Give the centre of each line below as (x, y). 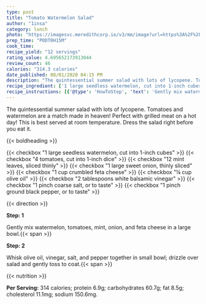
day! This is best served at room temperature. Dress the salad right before (100, 122)
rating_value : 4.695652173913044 (49, 58)
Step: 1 (15, 215)
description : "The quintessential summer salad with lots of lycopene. (100, 80)
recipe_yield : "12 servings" (44, 52)
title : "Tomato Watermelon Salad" (51, 18)
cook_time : (20, 47)
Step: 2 (16, 245)
